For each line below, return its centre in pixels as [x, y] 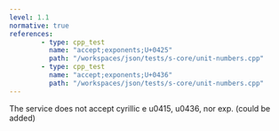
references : [31, 34]
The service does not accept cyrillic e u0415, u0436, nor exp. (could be [140, 108]
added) [22, 118]
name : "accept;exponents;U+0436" [111, 75]
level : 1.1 [29, 17]
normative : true [39, 26]
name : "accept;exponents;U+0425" [111, 50]
